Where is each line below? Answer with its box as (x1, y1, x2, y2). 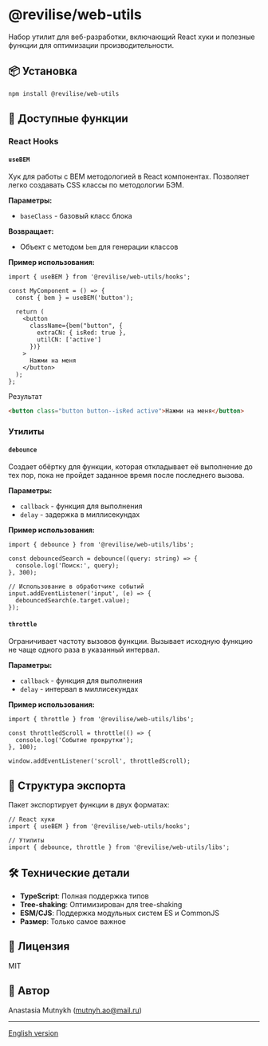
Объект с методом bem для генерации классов (19, 242, 179, 252)
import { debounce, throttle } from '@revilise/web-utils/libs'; (8, 843, 230, 851)
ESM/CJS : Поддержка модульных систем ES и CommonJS (19, 908, 220, 918)
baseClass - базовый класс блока (19, 211, 133, 221)
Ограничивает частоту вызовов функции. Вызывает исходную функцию (8, 637, 254, 646)
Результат (8, 392, 42, 401)
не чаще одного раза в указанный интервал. (8, 645, 160, 655)
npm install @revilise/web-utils (8, 89, 120, 97)
